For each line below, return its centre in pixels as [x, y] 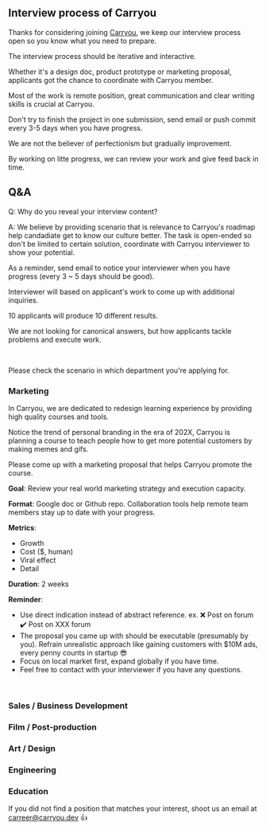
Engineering [33, 769]
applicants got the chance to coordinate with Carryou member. [111, 80]
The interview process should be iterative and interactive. [102, 56]
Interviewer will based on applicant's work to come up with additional [121, 292]
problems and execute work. [55, 339]
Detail [29, 568]
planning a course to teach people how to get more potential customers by [130, 440]
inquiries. [23, 300]
